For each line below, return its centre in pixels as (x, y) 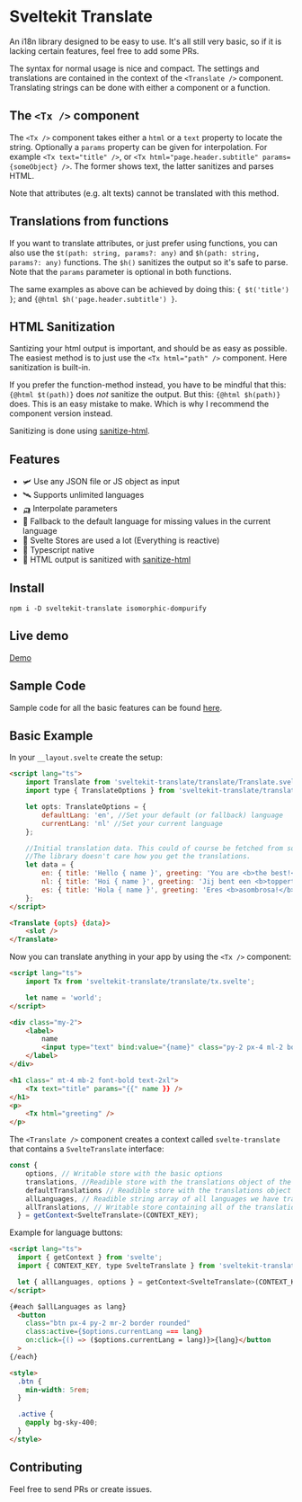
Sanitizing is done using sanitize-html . (80, 431)
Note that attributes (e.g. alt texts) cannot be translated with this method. (144, 193)
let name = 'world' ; (64, 998)
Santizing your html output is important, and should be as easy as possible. (148, 349)
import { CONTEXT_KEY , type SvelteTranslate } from (116, 1266)
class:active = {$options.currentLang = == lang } (114, 1332)
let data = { (50, 865)
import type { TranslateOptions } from (100, 791)
